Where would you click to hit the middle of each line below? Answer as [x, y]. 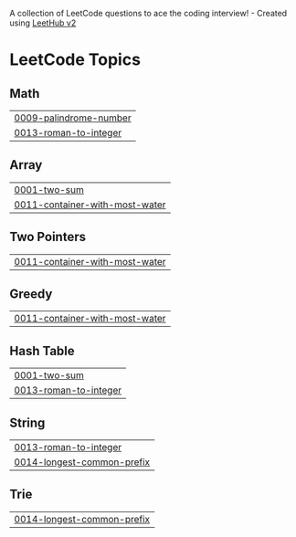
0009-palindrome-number [73, 118]
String [27, 422]
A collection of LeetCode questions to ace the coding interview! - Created [148, 13]
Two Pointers [48, 237]
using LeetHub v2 [43, 23]
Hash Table [42, 351]
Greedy [31, 295]
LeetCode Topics [75, 60]
